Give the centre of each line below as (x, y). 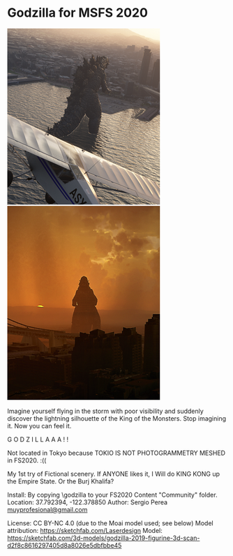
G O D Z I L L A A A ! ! (38, 439)
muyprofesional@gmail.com (47, 509)
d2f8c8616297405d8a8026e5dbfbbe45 (65, 545)
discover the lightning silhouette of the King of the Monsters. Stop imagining (117, 418)
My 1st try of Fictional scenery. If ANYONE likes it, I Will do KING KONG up (114, 474)
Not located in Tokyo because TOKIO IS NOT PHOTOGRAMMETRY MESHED (116, 453)
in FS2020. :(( (27, 460)
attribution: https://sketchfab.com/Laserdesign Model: (85, 530)
